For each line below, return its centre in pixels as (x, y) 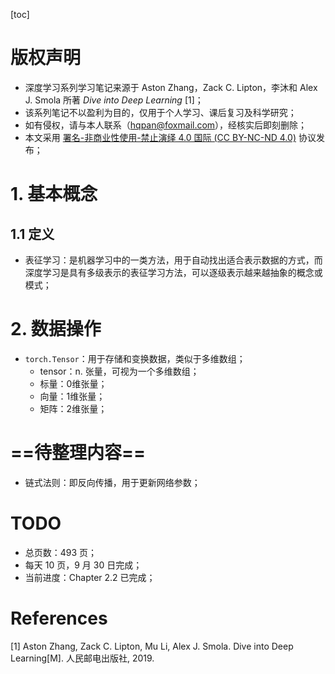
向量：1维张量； (72, 396)
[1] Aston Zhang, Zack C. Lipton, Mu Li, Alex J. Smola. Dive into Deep (152, 646)
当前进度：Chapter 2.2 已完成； (90, 577)
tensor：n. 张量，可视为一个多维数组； (119, 371)
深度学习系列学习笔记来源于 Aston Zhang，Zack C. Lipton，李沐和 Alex (171, 87)
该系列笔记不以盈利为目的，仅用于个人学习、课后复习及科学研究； (160, 112)
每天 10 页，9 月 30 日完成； (83, 565)
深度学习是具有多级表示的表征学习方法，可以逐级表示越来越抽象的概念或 (173, 272)
